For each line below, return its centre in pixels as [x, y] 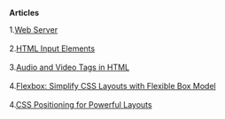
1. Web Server [34, 30]
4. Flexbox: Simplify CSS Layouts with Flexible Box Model [112, 86]
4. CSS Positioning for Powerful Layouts [81, 104]
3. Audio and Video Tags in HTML [70, 67]
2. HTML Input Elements [52, 48]
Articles [24, 13]
